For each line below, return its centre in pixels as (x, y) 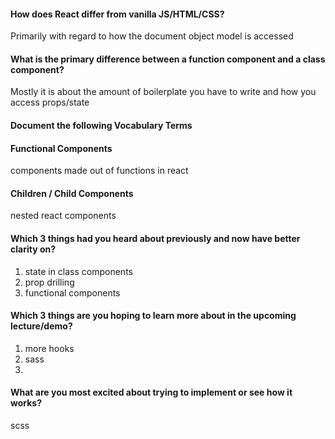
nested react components (63, 216)
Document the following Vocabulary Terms (101, 125)
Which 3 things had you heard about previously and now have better (155, 238)
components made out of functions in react (99, 171)
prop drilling (49, 282)
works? (26, 403)
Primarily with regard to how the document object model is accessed (152, 36)
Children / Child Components (72, 193)
